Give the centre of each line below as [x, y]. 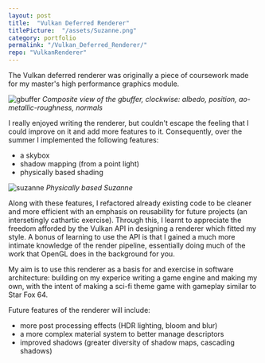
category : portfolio [43, 38]
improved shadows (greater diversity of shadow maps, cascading [127, 342]
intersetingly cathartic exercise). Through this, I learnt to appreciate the [125, 220]
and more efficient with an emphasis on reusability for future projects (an [128, 211]
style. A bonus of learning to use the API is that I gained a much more [122, 237]
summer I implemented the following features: [84, 140]
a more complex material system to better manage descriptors [122, 334]
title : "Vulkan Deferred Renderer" [69, 23]
